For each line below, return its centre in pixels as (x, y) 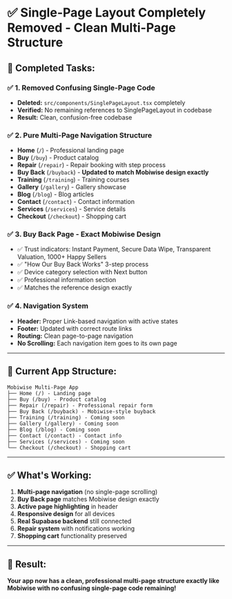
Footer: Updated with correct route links (75, 328)
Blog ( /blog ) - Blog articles (56, 194)
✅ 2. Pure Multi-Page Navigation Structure (80, 135)
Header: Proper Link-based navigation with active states (97, 321)
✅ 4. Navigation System (48, 306)
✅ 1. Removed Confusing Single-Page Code (81, 88)
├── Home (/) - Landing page (49, 393)
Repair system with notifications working (76, 529)
